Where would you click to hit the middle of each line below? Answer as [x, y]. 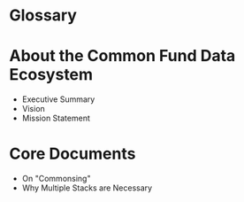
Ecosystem [51, 75]
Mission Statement [56, 118]
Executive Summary [58, 99]
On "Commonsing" [56, 179]
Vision [34, 109]
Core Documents [72, 154]
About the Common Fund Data [122, 56]
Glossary [43, 16]
